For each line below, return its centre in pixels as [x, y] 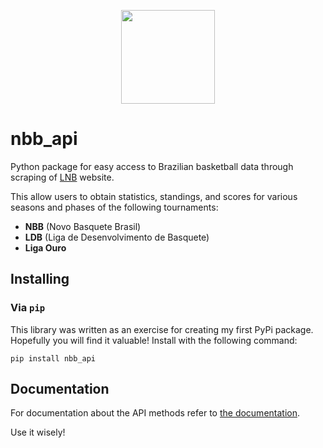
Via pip [28, 308]
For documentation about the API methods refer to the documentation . [155, 413]
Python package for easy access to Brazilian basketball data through [152, 166]
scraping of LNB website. [62, 177]
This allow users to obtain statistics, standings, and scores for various [154, 196]
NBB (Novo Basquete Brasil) [83, 226]
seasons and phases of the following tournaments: [114, 207]
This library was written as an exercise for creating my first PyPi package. [162, 329]
